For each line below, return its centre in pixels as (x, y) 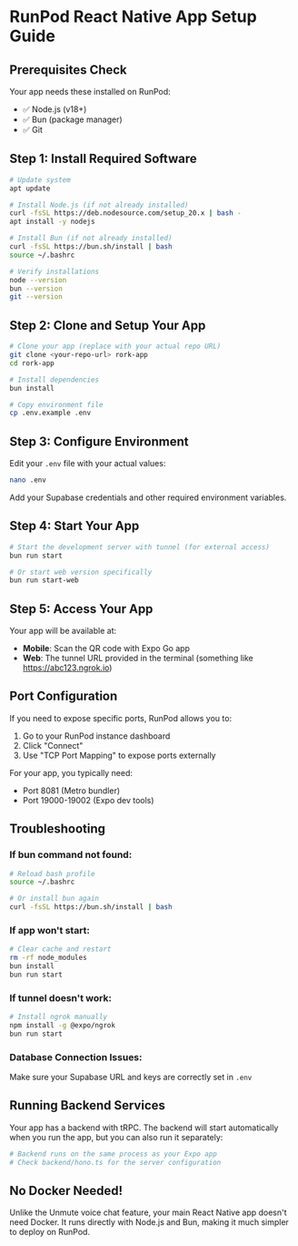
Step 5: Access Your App (81, 609)
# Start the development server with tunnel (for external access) (140, 547)
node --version (38, 280)
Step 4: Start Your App (74, 526)
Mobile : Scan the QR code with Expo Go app (106, 649)
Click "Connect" (53, 745)
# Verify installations (55, 271)
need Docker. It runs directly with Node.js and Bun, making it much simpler (149, 1222)
